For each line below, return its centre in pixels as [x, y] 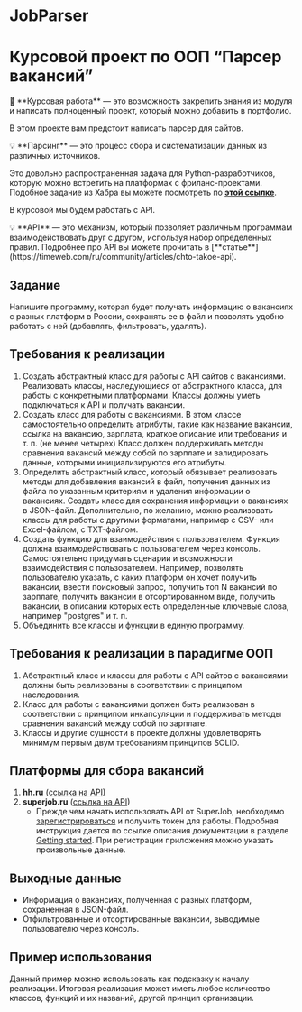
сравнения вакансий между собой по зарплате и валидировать [145, 453]
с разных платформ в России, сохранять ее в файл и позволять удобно [147, 316]
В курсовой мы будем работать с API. [82, 210]
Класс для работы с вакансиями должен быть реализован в [138, 704]
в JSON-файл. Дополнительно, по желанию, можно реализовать [147, 510]
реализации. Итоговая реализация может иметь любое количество [140, 988]
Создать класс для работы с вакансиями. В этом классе [132, 414]
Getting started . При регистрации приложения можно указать [155, 841]
